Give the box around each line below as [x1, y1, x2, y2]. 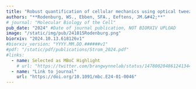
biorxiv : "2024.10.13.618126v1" [6, 36, 85, 42]
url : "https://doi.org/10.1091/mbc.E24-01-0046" [16, 74, 137, 80]
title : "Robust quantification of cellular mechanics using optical [6, 8, 176, 15]
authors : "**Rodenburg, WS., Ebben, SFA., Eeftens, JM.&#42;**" [6, 14, 166, 20]
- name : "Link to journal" [11, 69, 77, 74]
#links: [6, 52, 25, 58]
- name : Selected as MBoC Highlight [11, 57, 100, 63]
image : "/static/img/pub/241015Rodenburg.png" [6, 30, 121, 36]
